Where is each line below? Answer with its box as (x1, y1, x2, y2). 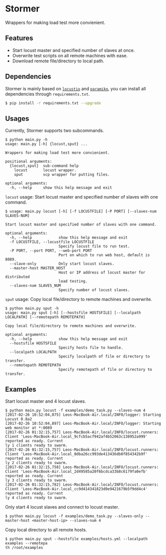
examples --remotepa (5, 541, 48, 546)
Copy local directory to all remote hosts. (5, 527, 87, 533)
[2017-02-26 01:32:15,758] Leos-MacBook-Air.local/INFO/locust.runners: (5, 465, 159, 470)
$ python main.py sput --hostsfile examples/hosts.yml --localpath (5, 537, 148, 542)
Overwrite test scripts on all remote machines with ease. (12, 52, 128, 58)
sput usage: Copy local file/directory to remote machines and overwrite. (5, 296, 153, 302)
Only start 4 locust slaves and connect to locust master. (5, 504, 119, 510)
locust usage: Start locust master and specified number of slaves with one (5, 194, 158, 200)
